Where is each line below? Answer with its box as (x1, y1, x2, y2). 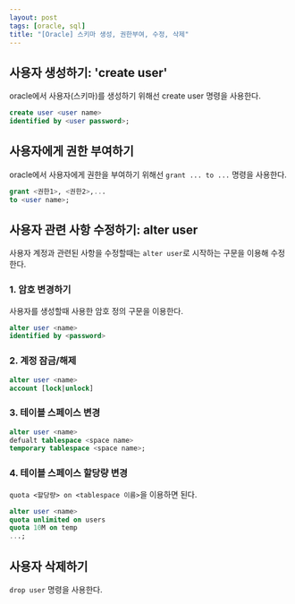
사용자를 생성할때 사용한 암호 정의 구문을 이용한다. (9, 305, 184, 316)
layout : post (9, 13, 58, 22)
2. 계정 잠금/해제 (9, 354, 77, 367)
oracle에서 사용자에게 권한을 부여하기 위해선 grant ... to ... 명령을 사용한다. (9, 169, 288, 180)
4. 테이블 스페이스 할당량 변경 (9, 467, 128, 480)
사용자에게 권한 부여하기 (9, 144, 134, 159)
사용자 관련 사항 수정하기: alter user (9, 222, 198, 237)
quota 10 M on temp (9, 523, 78, 532)
